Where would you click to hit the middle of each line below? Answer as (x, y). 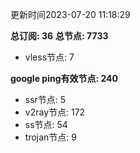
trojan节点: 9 (50, 137)
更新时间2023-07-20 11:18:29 (70, 14)
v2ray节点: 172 (55, 112)
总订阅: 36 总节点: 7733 (59, 36)
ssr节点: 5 (45, 99)
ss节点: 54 (46, 124)
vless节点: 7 (49, 57)
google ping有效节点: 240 (64, 78)
